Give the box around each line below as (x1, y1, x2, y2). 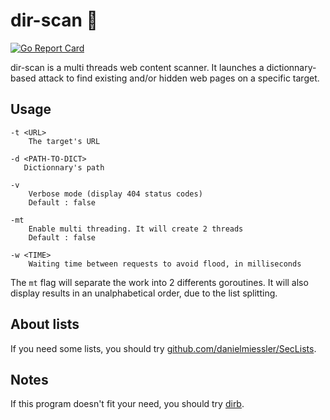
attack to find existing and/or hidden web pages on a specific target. (38, 72, 320, 84)
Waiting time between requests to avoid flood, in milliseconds (28, 259, 302, 269)
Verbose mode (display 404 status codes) (28, 189, 203, 199)
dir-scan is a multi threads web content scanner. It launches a (10, 61, 265, 73)
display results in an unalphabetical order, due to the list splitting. (10, 287, 278, 299)
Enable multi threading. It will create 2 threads (28, 224, 244, 234)
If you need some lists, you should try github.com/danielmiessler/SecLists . (10, 342, 317, 354)
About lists (10, 316, 80, 333)
